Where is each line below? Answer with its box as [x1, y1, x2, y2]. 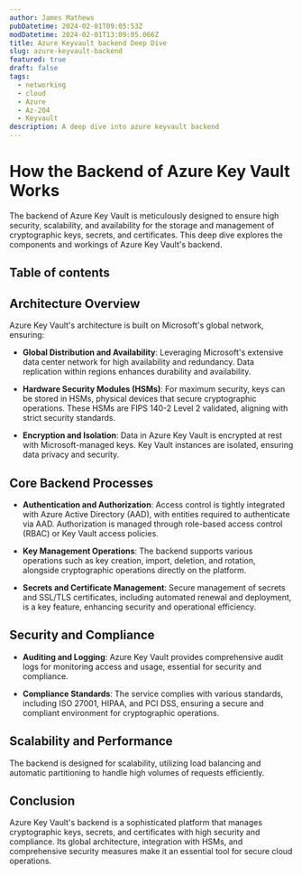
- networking [17, 80, 67, 89]
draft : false [9, 64, 59, 73]
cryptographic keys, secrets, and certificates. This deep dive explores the [9, 229, 283, 240]
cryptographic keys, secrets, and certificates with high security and [9, 827, 261, 838]
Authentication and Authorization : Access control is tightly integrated [22, 498, 286, 510]
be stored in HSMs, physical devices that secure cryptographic [22, 394, 257, 405]
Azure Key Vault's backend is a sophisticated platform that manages [9, 817, 263, 828]
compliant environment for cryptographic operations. [22, 707, 220, 718]
